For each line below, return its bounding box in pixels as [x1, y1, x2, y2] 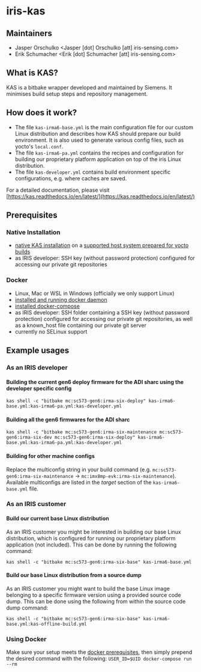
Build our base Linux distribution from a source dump [6, 572, 142, 579]
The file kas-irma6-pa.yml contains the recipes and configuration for [14, 149, 184, 156]
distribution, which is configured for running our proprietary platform [6, 534, 176, 542]
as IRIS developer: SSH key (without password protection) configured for [14, 254, 195, 262]
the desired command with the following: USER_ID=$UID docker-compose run [6, 655, 192, 662]
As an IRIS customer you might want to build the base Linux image [6, 585, 170, 592]
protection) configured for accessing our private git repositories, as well [14, 315, 193, 322]
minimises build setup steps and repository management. [6, 90, 148, 97]
